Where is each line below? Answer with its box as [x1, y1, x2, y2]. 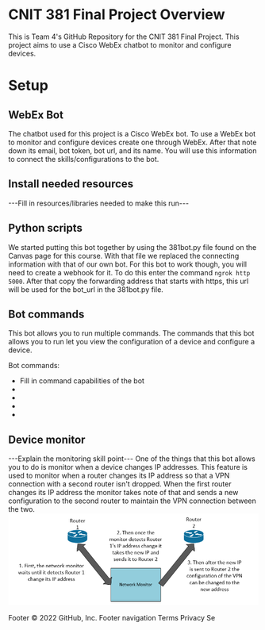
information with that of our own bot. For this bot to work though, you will [8, 259, 248, 269]
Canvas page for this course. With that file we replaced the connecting [8, 251, 240, 260]
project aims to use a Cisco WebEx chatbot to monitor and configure [8, 40, 232, 49]
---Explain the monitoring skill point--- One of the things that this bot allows [8, 454, 255, 463]
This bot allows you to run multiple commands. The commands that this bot [8, 328, 255, 338]
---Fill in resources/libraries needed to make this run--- [8, 198, 189, 208]
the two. [8, 505, 36, 514]
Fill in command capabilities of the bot [19, 376, 145, 386]
